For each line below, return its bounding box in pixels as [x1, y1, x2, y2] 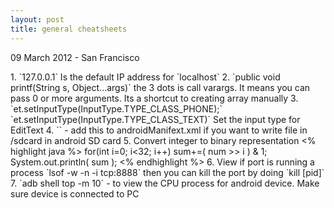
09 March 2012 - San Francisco [10, 51, 140, 63]
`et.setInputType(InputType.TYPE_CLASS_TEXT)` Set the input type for [10, 113, 301, 125]
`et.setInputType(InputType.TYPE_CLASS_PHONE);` [10, 102, 223, 115]
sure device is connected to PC [10, 187, 140, 200]
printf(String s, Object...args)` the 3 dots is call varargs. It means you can [10, 81, 311, 93]
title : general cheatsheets [10, 24, 128, 34]
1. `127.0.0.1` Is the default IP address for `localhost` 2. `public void [10, 71, 281, 83]
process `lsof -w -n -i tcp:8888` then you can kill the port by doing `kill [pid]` [10, 166, 325, 178]
